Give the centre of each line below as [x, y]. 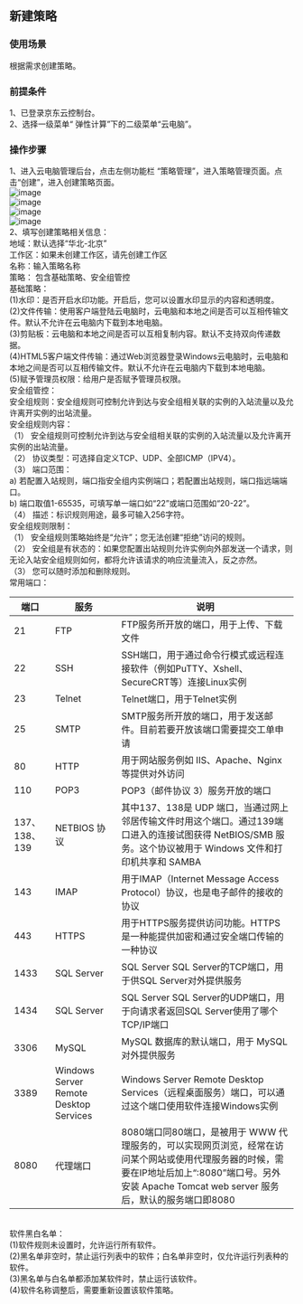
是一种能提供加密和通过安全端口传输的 [202, 937]
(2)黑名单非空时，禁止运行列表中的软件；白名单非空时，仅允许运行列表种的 [149, 1256]
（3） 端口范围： [41, 469]
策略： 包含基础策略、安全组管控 [70, 278]
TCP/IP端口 [145, 1025]
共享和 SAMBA [170, 862]
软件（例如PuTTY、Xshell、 [189, 669]
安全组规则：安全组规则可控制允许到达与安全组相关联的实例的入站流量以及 [147, 402]
